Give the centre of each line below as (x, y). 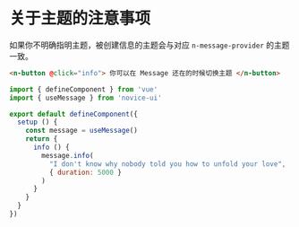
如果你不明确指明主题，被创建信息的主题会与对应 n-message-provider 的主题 (149, 45)
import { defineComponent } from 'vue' (84, 89)
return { (42, 139)
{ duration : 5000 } (85, 172)
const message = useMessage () (82, 131)
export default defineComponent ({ (74, 114)
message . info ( (68, 155)
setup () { (38, 122)
